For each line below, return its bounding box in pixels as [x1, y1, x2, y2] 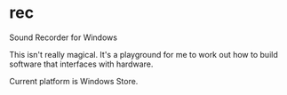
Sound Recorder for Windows [9, 32, 118, 43]
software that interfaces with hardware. [9, 59, 154, 69]
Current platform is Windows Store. [9, 75, 139, 86]
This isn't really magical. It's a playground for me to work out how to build [9, 49, 278, 59]
